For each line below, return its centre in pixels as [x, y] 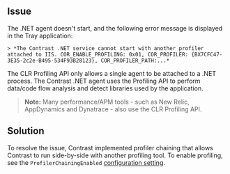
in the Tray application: [40, 35]
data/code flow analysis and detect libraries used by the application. [105, 88]
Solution [26, 131]
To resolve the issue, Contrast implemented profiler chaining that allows [110, 148]
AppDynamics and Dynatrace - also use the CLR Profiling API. [113, 109]
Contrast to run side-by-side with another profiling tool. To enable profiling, [115, 155]
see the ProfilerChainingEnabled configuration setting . [86, 162]
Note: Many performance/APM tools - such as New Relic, [107, 102]
